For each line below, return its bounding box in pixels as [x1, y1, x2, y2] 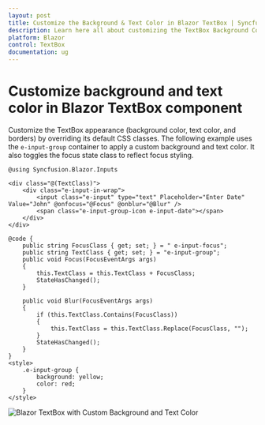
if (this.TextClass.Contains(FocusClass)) [36, 310, 178, 318]
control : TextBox [8, 41, 65, 49]
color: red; [36, 380, 77, 388]
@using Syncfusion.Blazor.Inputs [8, 165, 118, 174]
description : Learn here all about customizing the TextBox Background [8, 26, 248, 34]
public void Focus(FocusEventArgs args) [22, 255, 157, 263]
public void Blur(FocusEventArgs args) [22, 297, 154, 305]
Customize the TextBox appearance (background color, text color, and [8, 125, 237, 134]
